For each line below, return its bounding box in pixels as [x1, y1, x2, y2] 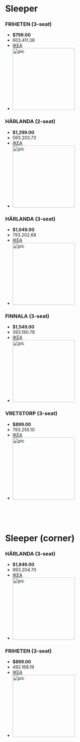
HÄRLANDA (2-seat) [5, 118, 56, 125]
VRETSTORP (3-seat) [5, 410, 58, 417]
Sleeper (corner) [5, 532, 75, 544]
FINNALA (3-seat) [5, 313, 50, 320]
